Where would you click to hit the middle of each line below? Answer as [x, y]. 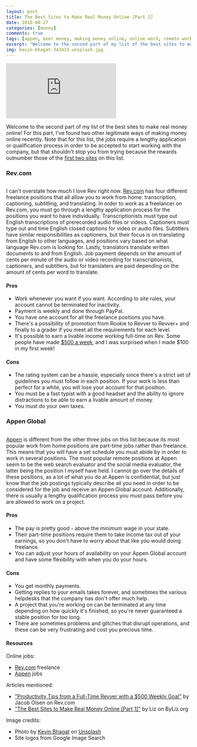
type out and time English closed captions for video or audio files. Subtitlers [98, 228]
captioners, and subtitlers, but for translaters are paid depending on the [92, 266]
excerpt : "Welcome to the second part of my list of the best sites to [95, 45]
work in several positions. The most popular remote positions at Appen [91, 458]
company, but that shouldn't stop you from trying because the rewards [91, 152]
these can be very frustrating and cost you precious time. [84, 630]
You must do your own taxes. [50, 406]
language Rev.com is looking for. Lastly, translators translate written [88, 247]
